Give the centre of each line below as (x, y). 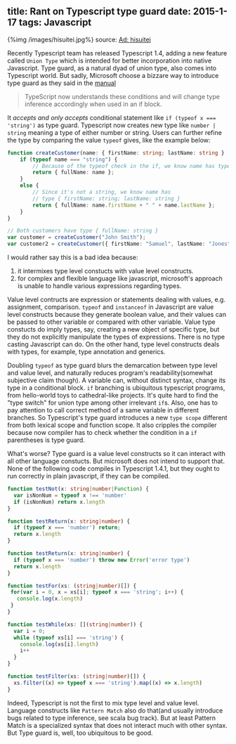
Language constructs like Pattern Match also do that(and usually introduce (115, 710)
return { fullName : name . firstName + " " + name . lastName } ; (124, 205)
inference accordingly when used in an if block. (93, 104)
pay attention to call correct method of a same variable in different (103, 410)
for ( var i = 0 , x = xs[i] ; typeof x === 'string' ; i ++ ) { (97, 592)
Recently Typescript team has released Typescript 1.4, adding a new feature (117, 53)
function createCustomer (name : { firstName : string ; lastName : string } (116, 153)
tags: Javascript (55, 23)
